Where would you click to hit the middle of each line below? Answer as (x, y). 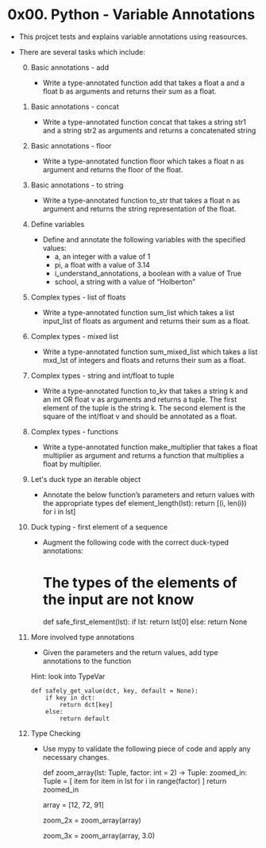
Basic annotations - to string (77, 185)
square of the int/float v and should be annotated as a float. (140, 416)
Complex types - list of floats (78, 297)
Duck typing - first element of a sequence (99, 526)
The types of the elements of (140, 583)
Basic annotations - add (69, 67)
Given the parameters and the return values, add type (131, 652)
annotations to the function (87, 661)
